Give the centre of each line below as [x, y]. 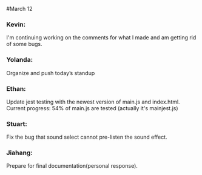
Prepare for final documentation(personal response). [72, 166]
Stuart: [17, 124]
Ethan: [16, 88]
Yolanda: [20, 60]
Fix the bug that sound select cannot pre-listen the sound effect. [87, 137]
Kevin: [16, 24]
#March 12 [19, 9]
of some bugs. [24, 44]
